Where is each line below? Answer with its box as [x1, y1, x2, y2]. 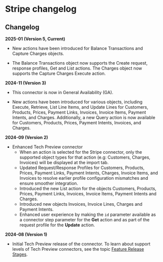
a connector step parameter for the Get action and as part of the [19, 217, 150, 222]
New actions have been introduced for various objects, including [12, 99, 143, 105]
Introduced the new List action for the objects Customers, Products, [19, 186, 157, 191]
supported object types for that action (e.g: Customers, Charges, [19, 154, 151, 160]
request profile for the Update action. [19, 222, 95, 228]
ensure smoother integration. [19, 180, 78, 186]
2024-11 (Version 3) [5, 80, 47, 86]
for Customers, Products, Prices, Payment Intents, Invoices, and [12, 120, 141, 125]
